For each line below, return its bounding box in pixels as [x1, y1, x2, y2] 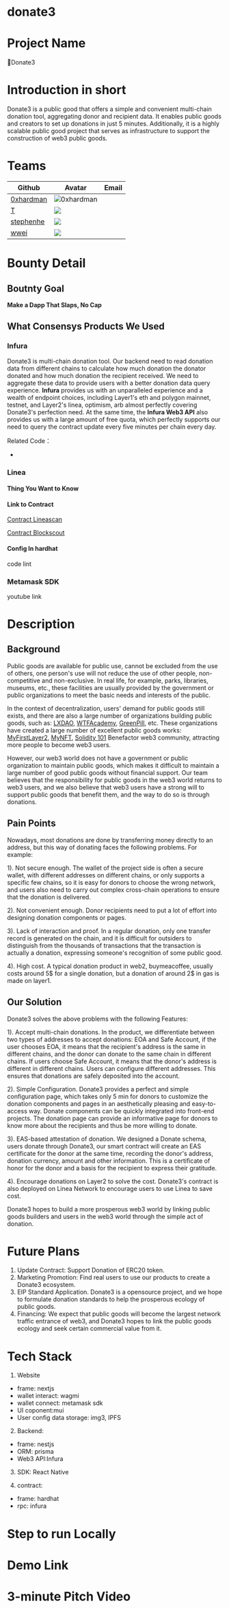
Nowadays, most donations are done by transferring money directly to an [7, 836, 213, 844]
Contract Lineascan [7, 515, 63, 523]
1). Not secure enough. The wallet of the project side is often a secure [7, 864, 204, 872]
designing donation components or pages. [7, 913, 126, 921]
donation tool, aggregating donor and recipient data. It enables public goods [7, 113, 222, 121]
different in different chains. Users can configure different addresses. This [7, 1064, 216, 1072]
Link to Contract [7, 500, 54, 508]
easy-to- [191, 1099, 217, 1108]
